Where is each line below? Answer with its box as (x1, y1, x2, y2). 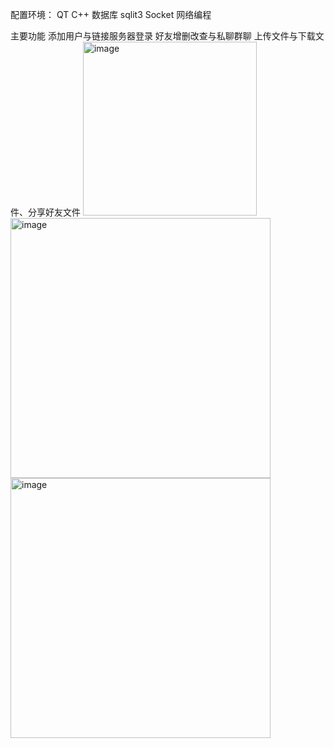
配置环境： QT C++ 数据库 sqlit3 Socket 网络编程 (10, 9, 212, 20)
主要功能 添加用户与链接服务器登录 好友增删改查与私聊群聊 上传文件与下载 (10, 30, 316, 42)
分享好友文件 (27, 206, 81, 218)
